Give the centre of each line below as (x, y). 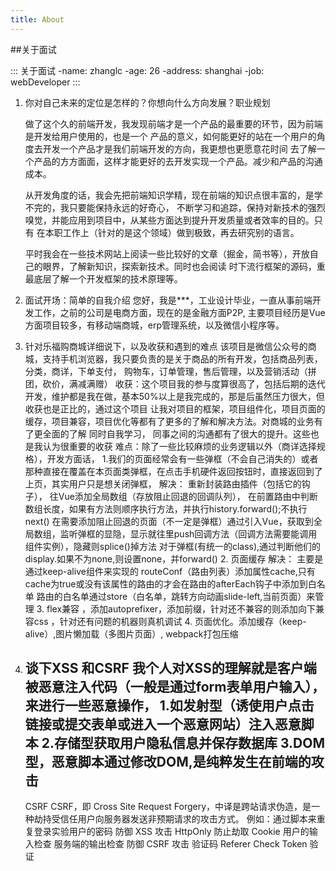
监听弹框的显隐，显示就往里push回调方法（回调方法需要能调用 (188, 533)
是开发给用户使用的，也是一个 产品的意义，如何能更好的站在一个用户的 (170, 136)
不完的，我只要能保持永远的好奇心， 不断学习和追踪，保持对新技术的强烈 (175, 207)
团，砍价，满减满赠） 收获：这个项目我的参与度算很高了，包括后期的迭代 (175, 383)
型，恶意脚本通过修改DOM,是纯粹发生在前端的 (168, 762)
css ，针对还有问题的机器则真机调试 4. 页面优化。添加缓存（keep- (170, 621)
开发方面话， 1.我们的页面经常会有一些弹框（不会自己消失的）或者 (182, 458)
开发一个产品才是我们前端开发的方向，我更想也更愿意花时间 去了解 (179, 148)
